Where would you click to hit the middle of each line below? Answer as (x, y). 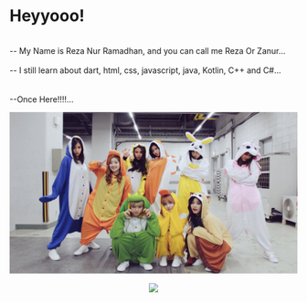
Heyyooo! (47, 16)
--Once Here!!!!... (42, 99)
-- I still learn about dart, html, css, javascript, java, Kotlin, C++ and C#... (145, 70)
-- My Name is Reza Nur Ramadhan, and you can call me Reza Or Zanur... (148, 50)
